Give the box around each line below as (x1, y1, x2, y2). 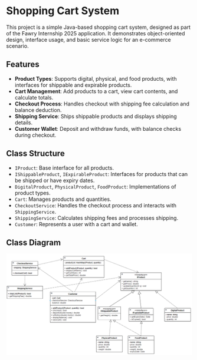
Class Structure (6, 148, 65, 158)
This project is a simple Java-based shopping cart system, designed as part (6, 24, 191, 31)
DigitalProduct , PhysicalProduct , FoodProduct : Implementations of (14, 183, 177, 190)
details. (14, 119, 33, 126)
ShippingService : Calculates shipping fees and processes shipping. (14, 214, 179, 222)
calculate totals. (14, 94, 54, 101)
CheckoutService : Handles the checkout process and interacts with (14, 202, 177, 209)
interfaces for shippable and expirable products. (14, 81, 132, 88)
